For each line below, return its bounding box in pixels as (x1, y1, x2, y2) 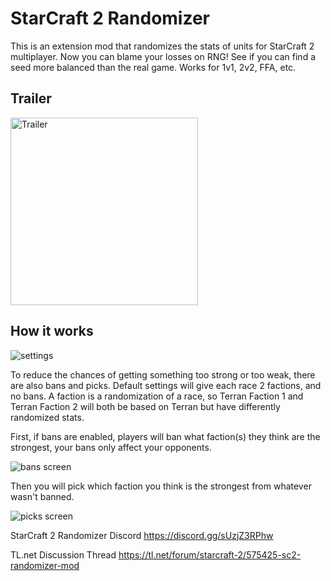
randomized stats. (10, 411, 85, 423)
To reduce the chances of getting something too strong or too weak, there (10, 368, 316, 381)
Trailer (10, 90, 52, 107)
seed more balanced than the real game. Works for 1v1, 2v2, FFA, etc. (10, 61, 297, 73)
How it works (10, 323, 94, 340)
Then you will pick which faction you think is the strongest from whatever (10, 480, 312, 492)
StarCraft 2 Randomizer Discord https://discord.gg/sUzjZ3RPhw (10, 529, 274, 541)
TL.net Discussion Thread (10, 548, 117, 561)
